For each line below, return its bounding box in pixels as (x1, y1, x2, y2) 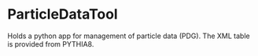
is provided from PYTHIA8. (7, 39, 94, 48)
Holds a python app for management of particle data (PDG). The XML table (7, 31, 250, 40)
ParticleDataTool (7, 5, 119, 23)
